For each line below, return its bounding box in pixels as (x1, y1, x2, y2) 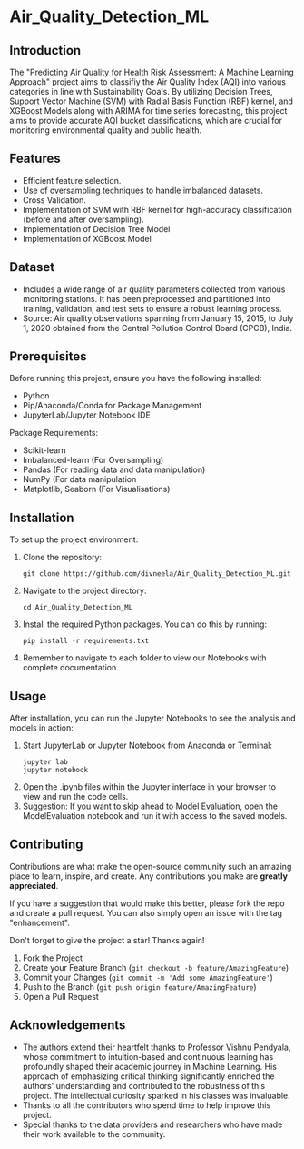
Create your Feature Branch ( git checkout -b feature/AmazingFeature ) (22, 962, 289, 973)
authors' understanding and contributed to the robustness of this (22, 1080, 266, 1091)
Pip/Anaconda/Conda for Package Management (22, 400, 202, 411)
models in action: (9, 722, 74, 733)
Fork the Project (22, 952, 83, 963)
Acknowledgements (9, 1017, 126, 1033)
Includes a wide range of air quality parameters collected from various (22, 284, 286, 295)
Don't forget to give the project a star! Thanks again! (9, 934, 205, 945)
